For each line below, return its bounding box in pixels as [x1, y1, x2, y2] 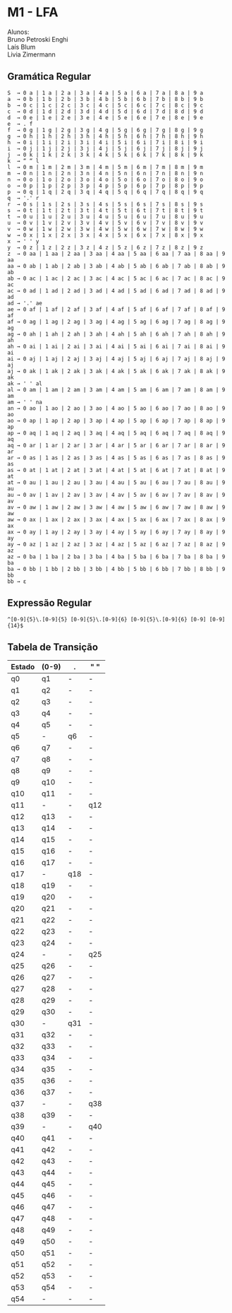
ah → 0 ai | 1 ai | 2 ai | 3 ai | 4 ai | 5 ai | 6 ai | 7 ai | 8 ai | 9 [7, 343, 226, 350]
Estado [11, 662, 35, 672]
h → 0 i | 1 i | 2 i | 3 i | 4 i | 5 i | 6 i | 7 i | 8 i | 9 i [7, 139, 203, 146]
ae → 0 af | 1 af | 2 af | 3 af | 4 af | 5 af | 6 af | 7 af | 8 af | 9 [7, 305, 226, 313]
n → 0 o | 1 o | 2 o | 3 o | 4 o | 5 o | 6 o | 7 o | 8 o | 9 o [7, 176, 203, 183]
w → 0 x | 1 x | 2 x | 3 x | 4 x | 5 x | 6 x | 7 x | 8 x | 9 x [7, 231, 203, 239]
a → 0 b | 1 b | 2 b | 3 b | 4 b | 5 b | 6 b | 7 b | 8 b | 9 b [7, 95, 203, 102]
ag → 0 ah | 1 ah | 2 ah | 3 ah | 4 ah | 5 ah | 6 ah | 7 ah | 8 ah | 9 [7, 330, 226, 338]
